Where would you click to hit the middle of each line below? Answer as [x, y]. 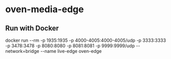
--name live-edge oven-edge [71, 51]
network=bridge [22, 51]
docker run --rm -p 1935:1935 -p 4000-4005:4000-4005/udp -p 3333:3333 [86, 40]
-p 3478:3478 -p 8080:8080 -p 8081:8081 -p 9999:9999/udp [70, 46]
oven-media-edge [45, 9]
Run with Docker [32, 28]
